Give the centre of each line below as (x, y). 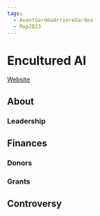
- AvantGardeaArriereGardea (53, 20)
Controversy (35, 204)
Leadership (26, 121)
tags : (15, 13)
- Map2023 (27, 26)
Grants (19, 181)
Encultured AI (47, 60)
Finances (27, 143)
